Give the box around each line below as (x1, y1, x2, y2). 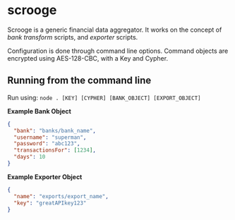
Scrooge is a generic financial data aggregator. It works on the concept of (7, 25, 222, 34)
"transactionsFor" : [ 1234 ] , (13, 147, 97, 154)
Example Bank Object (7, 106, 72, 115)
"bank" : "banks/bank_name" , (13, 127, 97, 134)
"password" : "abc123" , (13, 140, 80, 147)
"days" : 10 (13, 154, 46, 161)
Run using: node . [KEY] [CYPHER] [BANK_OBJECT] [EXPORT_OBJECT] (7, 93, 201, 102)
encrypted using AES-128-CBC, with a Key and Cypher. (7, 54, 168, 62)
